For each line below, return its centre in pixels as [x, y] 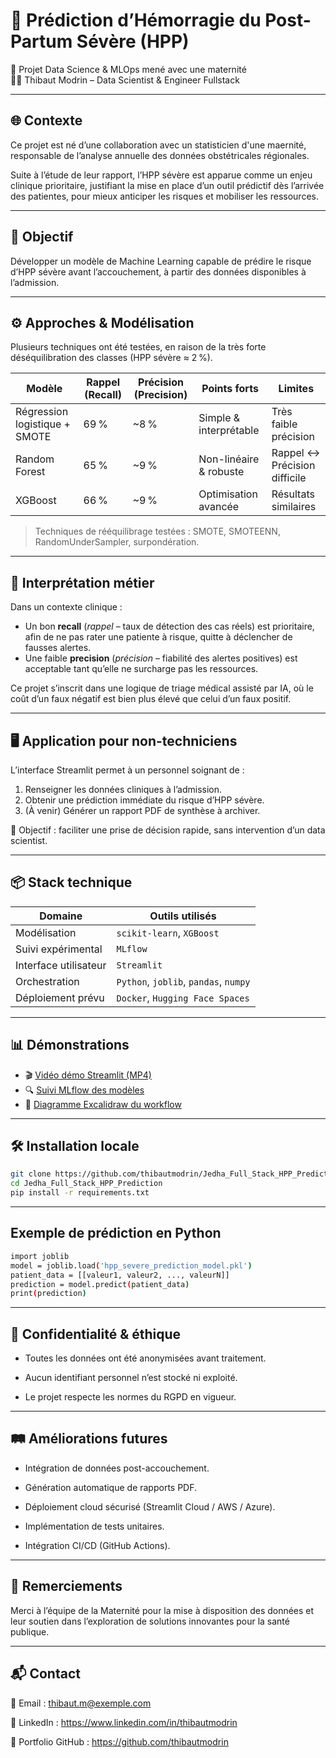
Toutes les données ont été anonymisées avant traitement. [145, 1358]
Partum [41, 41]
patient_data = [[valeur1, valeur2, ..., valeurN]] [120, 1275]
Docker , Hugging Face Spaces [183, 997]
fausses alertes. [58, 648]
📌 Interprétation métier [82, 582]
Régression [42, 412]
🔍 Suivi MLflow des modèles [84, 1090]
